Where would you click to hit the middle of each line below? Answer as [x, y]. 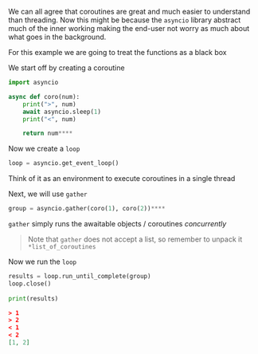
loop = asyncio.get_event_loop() [64, 163]
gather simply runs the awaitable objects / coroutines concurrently [117, 224]
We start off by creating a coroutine [66, 68]
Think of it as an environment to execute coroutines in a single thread [122, 179]
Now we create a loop [44, 149]
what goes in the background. [57, 37]
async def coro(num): [44, 96]
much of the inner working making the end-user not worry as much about [129, 28]
